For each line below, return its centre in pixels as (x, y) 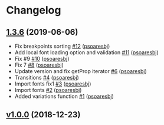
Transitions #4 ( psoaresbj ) (47, 78)
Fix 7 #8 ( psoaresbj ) (39, 65)
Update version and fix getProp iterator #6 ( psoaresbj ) (81, 71)
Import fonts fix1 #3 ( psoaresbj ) (53, 84)
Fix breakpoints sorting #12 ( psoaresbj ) (62, 46)
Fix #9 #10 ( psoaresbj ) (42, 59)
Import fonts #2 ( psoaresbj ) (48, 90)
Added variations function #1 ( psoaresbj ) (64, 96)
